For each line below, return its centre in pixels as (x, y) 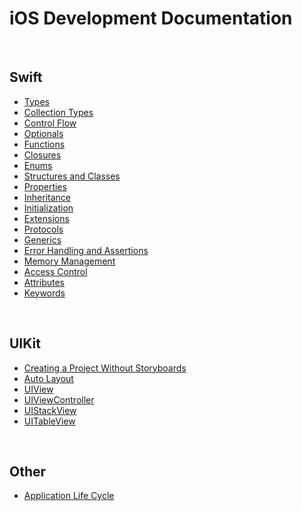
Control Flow (50, 123)
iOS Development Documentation (151, 18)
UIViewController (59, 399)
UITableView (49, 421)
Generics (42, 239)
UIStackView (50, 410)
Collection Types (58, 112)
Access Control (55, 271)
